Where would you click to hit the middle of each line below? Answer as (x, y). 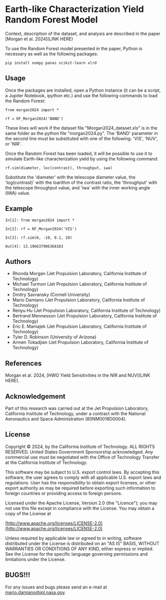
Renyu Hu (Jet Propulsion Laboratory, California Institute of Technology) (86, 310)
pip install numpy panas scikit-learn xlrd (51, 63)
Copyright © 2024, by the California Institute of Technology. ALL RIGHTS (80, 447)
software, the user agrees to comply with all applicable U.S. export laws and (83, 477)
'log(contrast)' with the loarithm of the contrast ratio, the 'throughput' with (81, 182)
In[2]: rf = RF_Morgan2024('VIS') (41, 229)
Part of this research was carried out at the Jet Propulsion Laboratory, (77, 408)
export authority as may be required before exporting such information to (80, 488)
